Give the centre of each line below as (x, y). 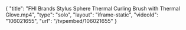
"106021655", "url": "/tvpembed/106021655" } (61, 21)
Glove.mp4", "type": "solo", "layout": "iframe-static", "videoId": (82, 15)
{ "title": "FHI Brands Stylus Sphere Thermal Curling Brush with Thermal (93, 9)
